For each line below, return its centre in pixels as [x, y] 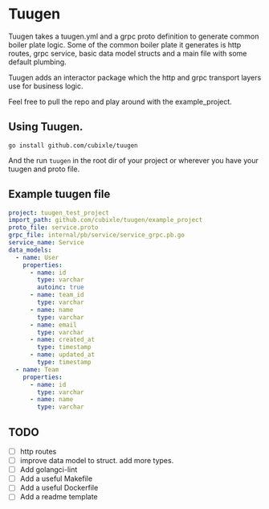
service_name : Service [46, 243]
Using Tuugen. [46, 127]
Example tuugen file [59, 194]
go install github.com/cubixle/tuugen [73, 146]
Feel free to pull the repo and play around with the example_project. [120, 101]
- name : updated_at [62, 355]
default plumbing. [37, 62]
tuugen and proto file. [44, 169]
